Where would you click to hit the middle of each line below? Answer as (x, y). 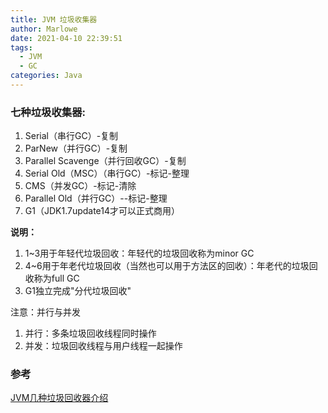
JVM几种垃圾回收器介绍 (59, 398)
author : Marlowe (44, 29)
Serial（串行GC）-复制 (71, 136)
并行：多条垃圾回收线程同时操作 (90, 333)
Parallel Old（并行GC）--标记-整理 (96, 198)
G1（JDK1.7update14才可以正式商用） (102, 211)
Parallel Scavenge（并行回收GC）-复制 (105, 161)
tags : (21, 47)
